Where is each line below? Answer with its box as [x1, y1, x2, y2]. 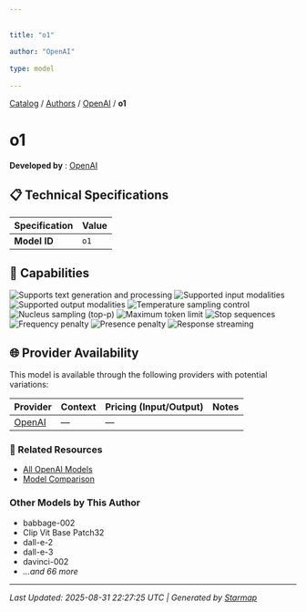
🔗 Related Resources [9, 443, 103, 456]
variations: [9, 379, 49, 390]
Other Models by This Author [9, 496, 141, 509]
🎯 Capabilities [9, 265, 90, 281]
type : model [9, 65, 55, 74]
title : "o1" [9, 30, 55, 39]
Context [60, 400, 97, 413]
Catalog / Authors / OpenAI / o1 [9, 98, 127, 109]
